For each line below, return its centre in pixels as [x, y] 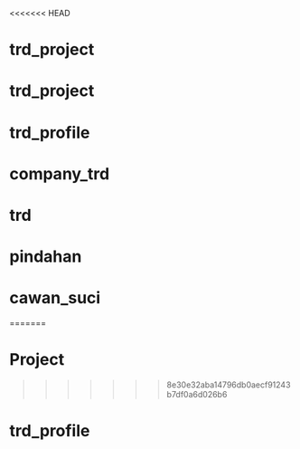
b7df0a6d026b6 [197, 394]
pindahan [46, 257]
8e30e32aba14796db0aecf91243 [229, 385]
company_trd [60, 173]
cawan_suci [55, 298]
